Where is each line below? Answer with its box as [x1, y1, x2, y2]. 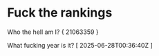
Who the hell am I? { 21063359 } [7, 28, 99, 36]
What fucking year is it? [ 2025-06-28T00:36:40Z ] [7, 41, 153, 49]
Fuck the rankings [7, 5, 113, 21]
